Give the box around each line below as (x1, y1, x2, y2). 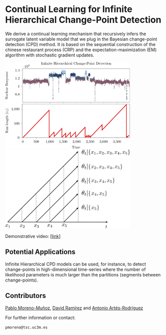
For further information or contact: (5, 314, 76, 320)
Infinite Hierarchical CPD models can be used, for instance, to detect (5, 261, 146, 267)
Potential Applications (5, 248, 76, 256)
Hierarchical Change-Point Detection (5, 14, 162, 26)
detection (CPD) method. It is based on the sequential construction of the (5, 41, 156, 47)
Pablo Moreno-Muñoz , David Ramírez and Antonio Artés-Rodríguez (5, 304, 144, 311)
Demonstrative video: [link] (5, 233, 61, 239)
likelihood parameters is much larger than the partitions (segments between (5, 271, 161, 277)
